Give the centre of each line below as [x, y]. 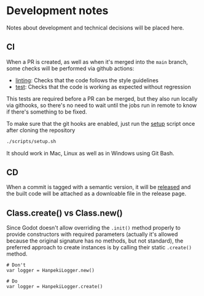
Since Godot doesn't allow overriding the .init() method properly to [94, 228]
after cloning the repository [41, 130]
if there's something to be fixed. [47, 112]
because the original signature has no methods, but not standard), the [95, 241]
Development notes [57, 11]
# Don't [16, 265]
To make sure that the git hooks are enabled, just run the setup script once [101, 123]
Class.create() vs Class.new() [65, 213]
